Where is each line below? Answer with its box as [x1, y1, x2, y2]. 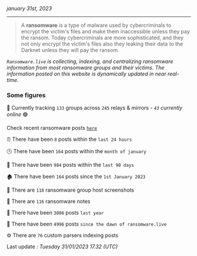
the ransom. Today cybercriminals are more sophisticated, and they [20, 34, 184, 41]
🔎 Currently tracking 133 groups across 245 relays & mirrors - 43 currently [6, 105, 183, 112]
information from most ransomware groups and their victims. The [6, 64, 165, 71]
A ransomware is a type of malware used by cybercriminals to [20, 22, 172, 29]
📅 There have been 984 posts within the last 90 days [6, 161, 134, 168]
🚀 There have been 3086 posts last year [6, 209, 104, 216]
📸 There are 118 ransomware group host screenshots [6, 186, 134, 193]
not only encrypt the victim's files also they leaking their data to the [20, 40, 184, 47]
